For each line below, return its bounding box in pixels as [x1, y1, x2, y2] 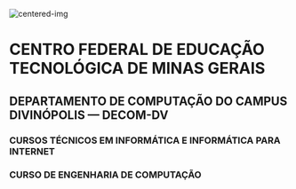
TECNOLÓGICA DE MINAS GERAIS [9, 59, 266, 79]
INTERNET [9, 145, 55, 157]
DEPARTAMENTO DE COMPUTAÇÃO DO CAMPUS [9, 93, 288, 108]
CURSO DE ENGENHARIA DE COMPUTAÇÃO [9, 169, 202, 181]
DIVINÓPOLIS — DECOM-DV [9, 107, 169, 122]
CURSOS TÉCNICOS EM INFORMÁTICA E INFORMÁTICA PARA [9, 134, 281, 146]
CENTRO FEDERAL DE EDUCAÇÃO [9, 40, 265, 59]
